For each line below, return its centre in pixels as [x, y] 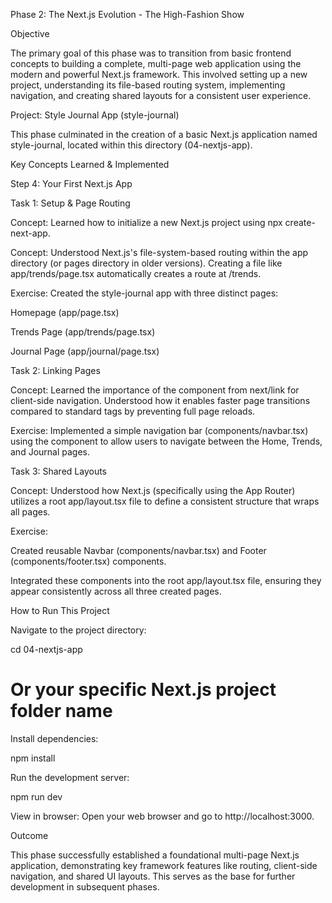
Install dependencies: [54, 738]
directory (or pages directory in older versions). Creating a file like [146, 263]
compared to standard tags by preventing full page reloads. [133, 411]
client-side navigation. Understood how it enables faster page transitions [160, 400]
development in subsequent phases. [85, 886]
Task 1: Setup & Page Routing [70, 203]
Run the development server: [70, 777]
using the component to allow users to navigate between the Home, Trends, [166, 441]
